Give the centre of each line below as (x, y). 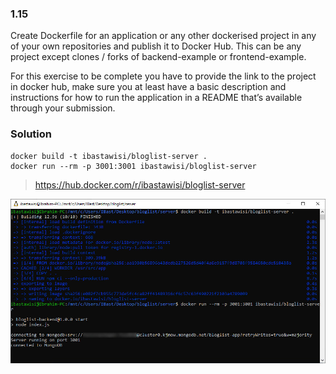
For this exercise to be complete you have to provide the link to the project (163, 76)
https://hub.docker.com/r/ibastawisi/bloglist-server (140, 184)
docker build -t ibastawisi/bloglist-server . (109, 156)
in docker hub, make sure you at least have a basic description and (148, 87)
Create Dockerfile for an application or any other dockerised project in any (163, 36)
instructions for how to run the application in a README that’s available (156, 98)
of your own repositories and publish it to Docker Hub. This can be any (156, 46)
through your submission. (63, 108)
